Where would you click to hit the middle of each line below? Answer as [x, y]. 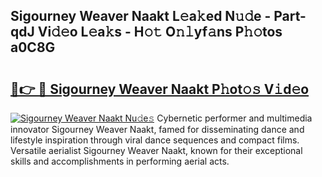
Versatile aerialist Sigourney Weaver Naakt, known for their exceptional [156, 150]
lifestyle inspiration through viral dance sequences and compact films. [155, 140]
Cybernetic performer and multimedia [234, 118]
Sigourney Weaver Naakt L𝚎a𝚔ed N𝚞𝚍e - [141, 16]
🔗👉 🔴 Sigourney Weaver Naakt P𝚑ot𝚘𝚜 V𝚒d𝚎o [160, 89]
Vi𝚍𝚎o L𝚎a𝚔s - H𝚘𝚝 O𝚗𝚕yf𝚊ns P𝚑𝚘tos [160, 32]
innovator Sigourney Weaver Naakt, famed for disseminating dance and [157, 129]
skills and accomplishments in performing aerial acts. [120, 161]
